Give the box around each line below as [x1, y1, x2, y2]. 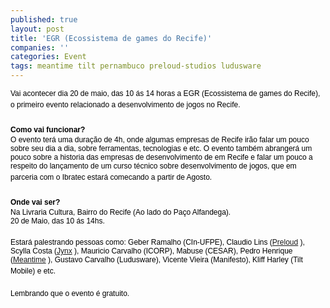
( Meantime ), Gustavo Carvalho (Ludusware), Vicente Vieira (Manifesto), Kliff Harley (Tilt [10, 255, 303, 265]
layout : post [10, 24, 65, 34]
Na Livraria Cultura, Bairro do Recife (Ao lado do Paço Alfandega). [10, 207, 232, 217]
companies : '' [10, 42, 70, 53]
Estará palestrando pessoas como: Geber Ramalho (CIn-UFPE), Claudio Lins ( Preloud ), [10, 237, 305, 247]
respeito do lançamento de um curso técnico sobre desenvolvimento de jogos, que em [10, 161, 297, 171]
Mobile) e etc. [10, 266, 57, 276]
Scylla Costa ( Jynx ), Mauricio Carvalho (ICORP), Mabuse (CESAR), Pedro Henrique [10, 246, 293, 256]
